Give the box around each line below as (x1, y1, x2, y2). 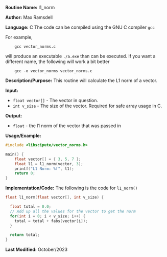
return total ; (10, 232, 40, 238)
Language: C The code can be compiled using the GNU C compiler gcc (5, 24, 155, 30)
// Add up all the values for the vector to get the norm (10, 209, 136, 214)
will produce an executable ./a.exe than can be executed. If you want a (5, 53, 156, 59)
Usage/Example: (5, 133, 41, 139)
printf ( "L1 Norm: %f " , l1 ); (14, 166, 74, 171)
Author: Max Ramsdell (5, 14, 53, 20)
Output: (5, 113, 22, 118)
